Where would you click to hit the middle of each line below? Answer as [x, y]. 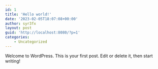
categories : [17, 37]
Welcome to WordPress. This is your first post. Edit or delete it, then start [79, 56]
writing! [13, 61]
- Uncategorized [31, 42]
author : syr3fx [21, 23]
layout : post [18, 28]
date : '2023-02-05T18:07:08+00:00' [42, 19]
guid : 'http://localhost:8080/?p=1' [43, 33]
